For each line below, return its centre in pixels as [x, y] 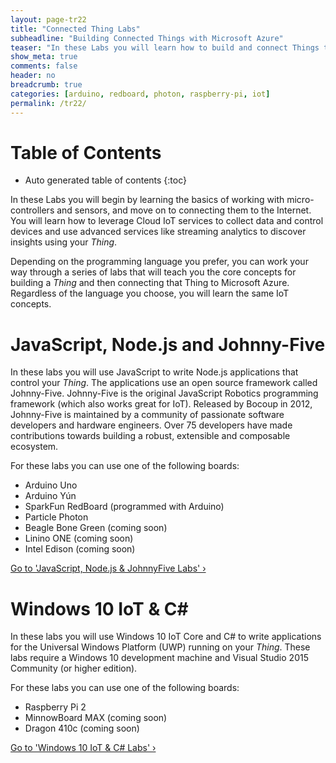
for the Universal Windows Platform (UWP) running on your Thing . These [160, 647]
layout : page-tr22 [48, 19]
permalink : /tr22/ [48, 103]
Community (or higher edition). [74, 668]
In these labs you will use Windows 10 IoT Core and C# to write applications [166, 637]
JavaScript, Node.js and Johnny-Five [168, 344]
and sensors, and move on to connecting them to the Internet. [184, 210]
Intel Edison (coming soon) [80, 549]
